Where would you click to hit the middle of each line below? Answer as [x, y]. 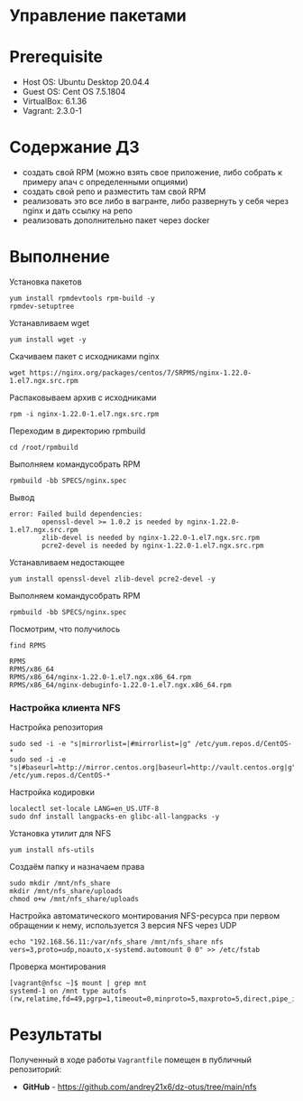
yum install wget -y [48, 340]
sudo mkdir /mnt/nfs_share [60, 883]
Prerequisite [56, 57]
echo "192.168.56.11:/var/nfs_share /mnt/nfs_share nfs [116, 942]
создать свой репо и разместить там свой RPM [114, 191]
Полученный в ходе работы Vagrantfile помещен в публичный [131, 1060]
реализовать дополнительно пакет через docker [116, 220]
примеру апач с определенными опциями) [105, 182]
